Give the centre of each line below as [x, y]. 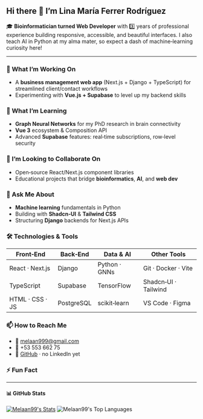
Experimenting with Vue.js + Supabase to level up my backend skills [100, 95]
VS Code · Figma [167, 303]
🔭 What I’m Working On [41, 69]
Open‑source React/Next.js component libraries [74, 172]
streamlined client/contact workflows [61, 89]
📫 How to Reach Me [37, 326]
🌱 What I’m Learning [37, 111]
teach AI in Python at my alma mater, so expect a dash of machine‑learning [100, 41]
